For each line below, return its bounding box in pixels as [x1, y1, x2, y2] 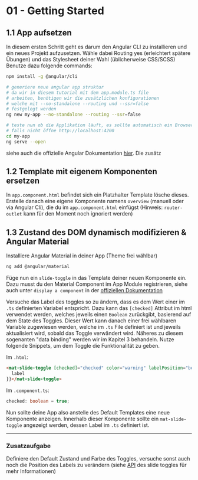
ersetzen [6, 176, 40, 186]
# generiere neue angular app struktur [6, 84, 104, 90]
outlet [6, 211, 22, 217]
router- [164, 205, 183, 211]
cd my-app [6, 133, 31, 139]
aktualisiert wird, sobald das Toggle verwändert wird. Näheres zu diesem [6, 329, 184, 337]
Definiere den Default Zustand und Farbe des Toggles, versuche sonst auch [6, 455, 190, 462]
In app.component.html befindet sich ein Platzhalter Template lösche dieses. [6, 191, 189, 198]
